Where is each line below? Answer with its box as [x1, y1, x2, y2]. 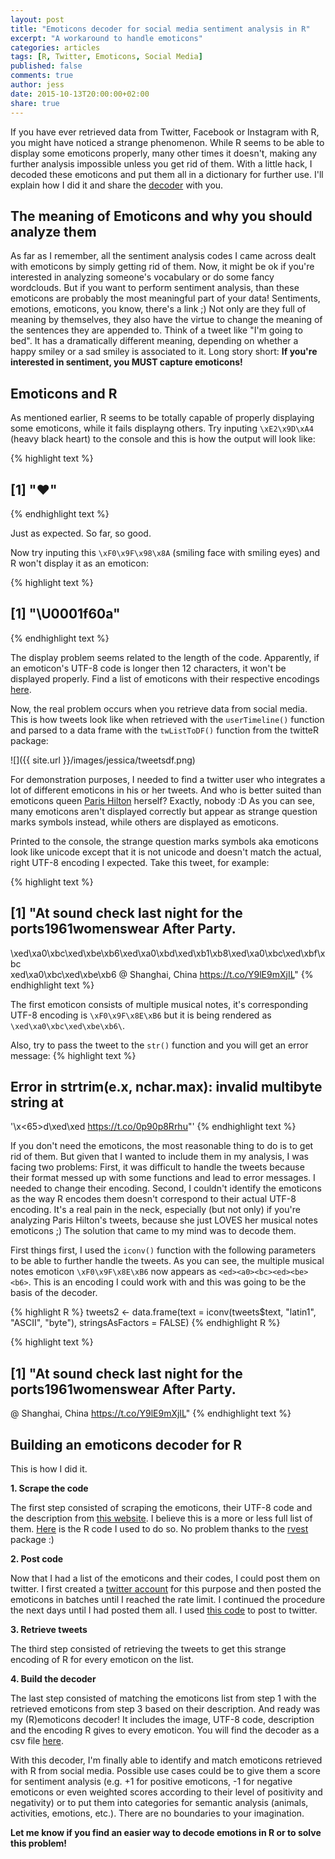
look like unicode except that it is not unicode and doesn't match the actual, [10, 846, 322, 858]
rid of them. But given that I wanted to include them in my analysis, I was [10, 1151, 309, 1163]
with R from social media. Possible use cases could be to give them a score [10, 1765, 321, 1776]
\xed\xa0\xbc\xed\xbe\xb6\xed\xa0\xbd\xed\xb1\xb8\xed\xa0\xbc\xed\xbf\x [10, 947, 326, 959]
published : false [10, 61, 83, 71]
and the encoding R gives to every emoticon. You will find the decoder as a [10, 1724, 320, 1736]
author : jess [10, 80, 65, 90]
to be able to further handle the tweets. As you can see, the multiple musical [10, 1255, 325, 1267]
